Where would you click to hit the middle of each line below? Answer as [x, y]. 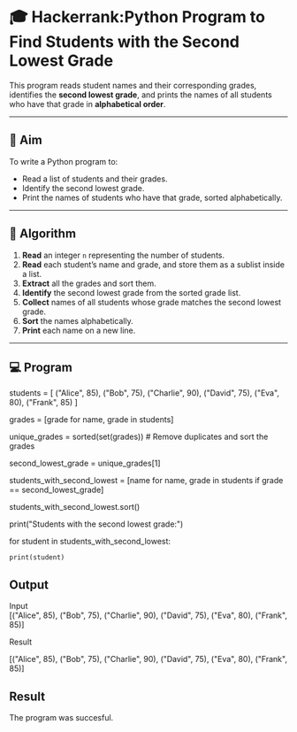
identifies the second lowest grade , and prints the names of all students [141, 95]
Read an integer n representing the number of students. [123, 255]
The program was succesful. [61, 717]
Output [29, 585]
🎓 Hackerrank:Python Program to [137, 17]
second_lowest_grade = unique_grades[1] [85, 463]
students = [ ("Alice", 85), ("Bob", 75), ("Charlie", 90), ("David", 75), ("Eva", [145, 393]
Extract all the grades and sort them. [89, 283]
